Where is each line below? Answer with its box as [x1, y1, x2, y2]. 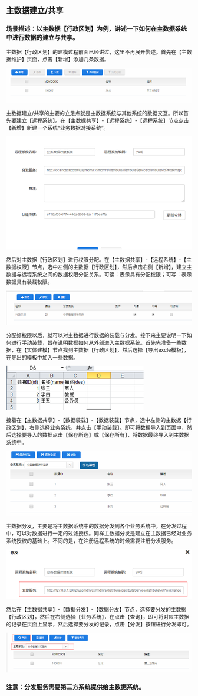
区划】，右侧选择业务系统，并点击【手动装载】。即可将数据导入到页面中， [11, 424, 187, 431]
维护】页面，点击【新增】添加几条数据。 [11, 55, 110, 63]
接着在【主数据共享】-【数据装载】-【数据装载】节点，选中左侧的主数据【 [6, 417, 187, 424]
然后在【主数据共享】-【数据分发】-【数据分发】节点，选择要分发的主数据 [6, 606, 187, 613]
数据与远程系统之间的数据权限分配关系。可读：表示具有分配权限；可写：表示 [6, 270, 192, 277]
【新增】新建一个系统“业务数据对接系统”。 [6, 125, 109, 132]
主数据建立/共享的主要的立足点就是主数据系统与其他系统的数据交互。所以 [6, 110, 184, 117]
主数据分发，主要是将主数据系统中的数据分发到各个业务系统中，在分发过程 [6, 522, 187, 530]
